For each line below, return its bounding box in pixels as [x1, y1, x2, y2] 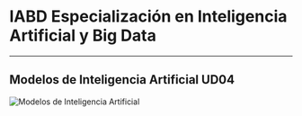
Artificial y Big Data [9, 25, 157, 46]
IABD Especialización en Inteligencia [9, 6, 288, 27]
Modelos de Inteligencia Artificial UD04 [9, 72, 235, 87]
